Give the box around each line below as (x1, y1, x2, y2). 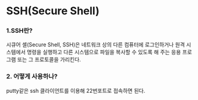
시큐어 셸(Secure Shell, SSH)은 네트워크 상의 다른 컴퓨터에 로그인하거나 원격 (6, 41, 185, 48)
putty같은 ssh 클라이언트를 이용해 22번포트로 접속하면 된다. (6, 87, 146, 94)
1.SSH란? (6, 27, 33, 35)
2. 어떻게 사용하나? (6, 73, 58, 81)
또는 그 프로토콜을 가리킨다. (17, 56, 82, 63)
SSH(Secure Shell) (6, 4, 100, 18)
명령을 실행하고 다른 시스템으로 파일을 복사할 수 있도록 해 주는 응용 (26, 49, 181, 56)
